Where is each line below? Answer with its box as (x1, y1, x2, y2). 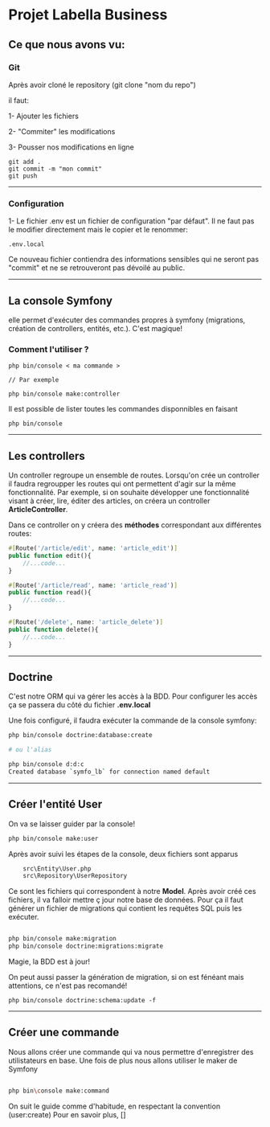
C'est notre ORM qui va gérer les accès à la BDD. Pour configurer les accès (8, 691, 258, 701)
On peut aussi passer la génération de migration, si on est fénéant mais (8, 973, 244, 982)
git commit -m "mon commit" (8, 165, 103, 173)
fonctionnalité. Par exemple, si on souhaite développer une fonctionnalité (8, 488, 250, 498)
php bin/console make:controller (8, 390, 121, 399)
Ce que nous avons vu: (8, 38, 125, 51)
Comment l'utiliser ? (8, 343, 89, 354)
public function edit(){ (8, 551, 92, 559)
